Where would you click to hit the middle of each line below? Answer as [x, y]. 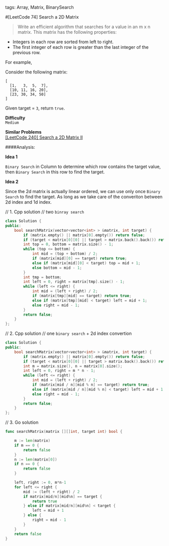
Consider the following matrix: [36, 72]
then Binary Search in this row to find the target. [55, 172]
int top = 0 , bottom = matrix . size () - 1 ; [68, 244]
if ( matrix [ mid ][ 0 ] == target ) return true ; [79, 258]
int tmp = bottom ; [43, 277]
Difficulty [15, 118]
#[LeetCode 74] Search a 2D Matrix [42, 17]
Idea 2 [12, 181]
